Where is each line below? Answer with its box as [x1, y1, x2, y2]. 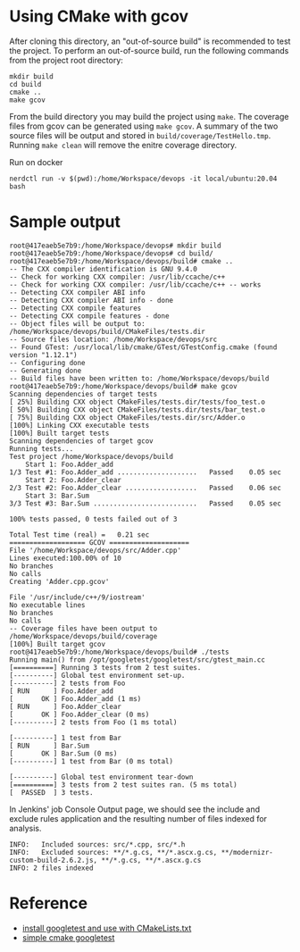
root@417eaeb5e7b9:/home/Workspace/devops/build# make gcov [9, 381, 238, 390]
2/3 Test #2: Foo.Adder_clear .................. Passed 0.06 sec [9, 483, 281, 492]
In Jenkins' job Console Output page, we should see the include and [9, 804, 261, 814]
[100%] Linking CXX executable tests [9, 421, 150, 430]
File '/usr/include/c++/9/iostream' [9, 592, 146, 602]
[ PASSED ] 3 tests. [9, 788, 94, 797]
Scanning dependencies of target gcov [9, 436, 154, 446]
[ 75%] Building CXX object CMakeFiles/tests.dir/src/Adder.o [9, 413, 246, 422]
